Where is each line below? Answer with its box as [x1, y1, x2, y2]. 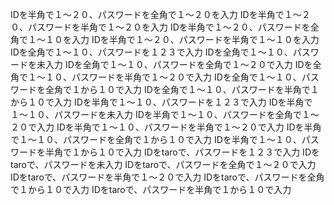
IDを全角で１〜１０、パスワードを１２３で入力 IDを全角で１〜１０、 [10, 46, 293, 58]
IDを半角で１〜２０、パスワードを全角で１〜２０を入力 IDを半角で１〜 [10, 9, 302, 20]
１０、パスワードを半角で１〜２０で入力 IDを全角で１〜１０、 [44, 71, 302, 83]
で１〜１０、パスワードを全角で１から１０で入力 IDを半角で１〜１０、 [10, 134, 302, 145]
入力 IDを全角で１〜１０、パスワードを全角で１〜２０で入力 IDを [44, 59, 313, 70]
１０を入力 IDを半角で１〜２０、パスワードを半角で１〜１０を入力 [44, 34, 320, 45]
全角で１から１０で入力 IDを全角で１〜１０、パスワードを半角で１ [44, 84, 320, 95]
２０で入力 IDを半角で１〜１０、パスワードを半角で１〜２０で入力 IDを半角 [10, 121, 322, 133]
